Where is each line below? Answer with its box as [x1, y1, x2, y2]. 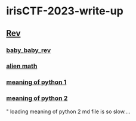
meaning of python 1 [6, 78, 67, 86]
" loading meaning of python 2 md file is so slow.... [6, 108, 131, 115]
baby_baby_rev [6, 46, 51, 55]
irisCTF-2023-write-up [6, 4, 123, 18]
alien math [6, 62, 38, 70]
